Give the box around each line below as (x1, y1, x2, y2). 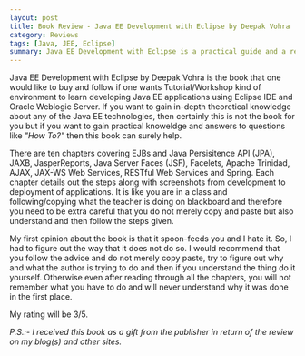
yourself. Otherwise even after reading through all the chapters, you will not (9, 272, 292, 283)
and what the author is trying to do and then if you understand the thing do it (9, 262, 296, 273)
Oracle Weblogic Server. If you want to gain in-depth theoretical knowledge (9, 101, 292, 112)
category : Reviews (9, 30, 79, 39)
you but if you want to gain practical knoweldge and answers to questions (9, 120, 286, 132)
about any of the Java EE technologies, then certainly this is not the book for (9, 111, 295, 122)
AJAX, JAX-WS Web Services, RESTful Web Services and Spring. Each (9, 168, 275, 178)
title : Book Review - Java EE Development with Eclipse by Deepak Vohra (9, 22, 290, 31)
